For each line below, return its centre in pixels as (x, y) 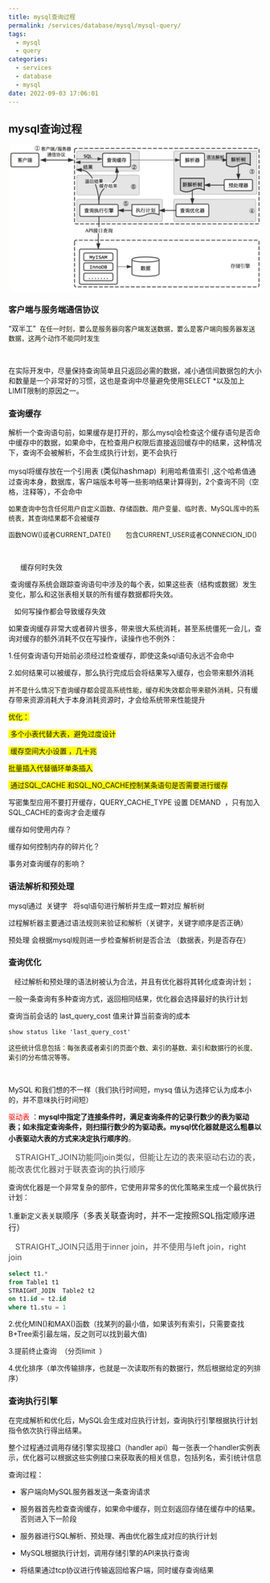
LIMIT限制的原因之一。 (46, 391)
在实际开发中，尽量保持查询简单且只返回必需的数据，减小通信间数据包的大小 (135, 371)
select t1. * (28, 1273)
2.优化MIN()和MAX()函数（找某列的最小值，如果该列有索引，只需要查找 (127, 1324)
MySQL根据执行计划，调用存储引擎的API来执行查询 (105, 1552)
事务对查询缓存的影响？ (47, 863)
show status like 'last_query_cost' (70, 1032)
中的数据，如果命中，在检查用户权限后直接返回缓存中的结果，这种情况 (145, 443)
